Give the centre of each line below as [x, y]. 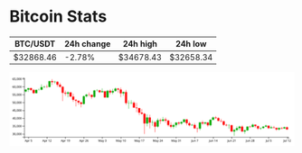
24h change [88, 44]
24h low [191, 44]
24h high [140, 44]
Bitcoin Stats [58, 17]
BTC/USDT [35, 44]
